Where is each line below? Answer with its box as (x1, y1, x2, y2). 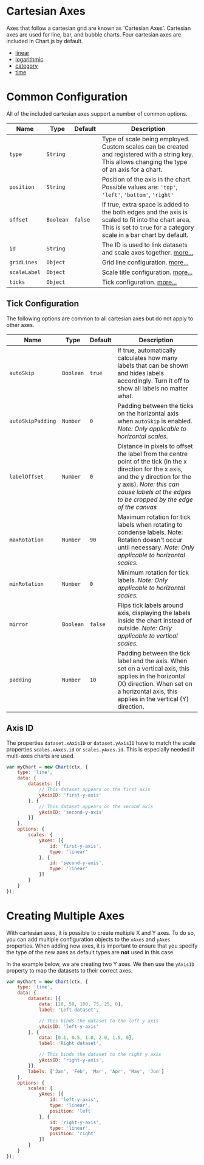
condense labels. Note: (117, 528, 183, 537)
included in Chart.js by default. (6, 37, 83, 44)
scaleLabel (9, 269, 41, 275)
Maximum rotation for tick (117, 513, 191, 521)
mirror (9, 621, 29, 628)
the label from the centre (117, 449, 188, 458)
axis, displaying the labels (117, 608, 191, 617)
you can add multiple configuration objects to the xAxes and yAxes (6, 935, 171, 943)
